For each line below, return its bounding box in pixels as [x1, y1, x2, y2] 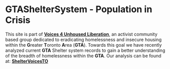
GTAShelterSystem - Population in [5, 4, 152, 15]
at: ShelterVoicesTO [5, 58, 48, 64]
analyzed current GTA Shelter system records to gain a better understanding [5, 47, 165, 53]
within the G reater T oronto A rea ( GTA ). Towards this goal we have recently [5, 42, 162, 48]
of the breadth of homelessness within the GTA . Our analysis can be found [5, 52, 161, 59]
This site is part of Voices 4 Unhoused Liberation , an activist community [5, 31, 158, 37]
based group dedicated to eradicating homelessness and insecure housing [5, 37, 162, 43]
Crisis [5, 14, 30, 26]
